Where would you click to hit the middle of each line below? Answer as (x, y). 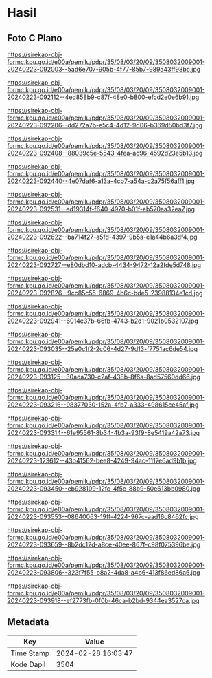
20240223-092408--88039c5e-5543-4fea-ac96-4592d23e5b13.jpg (105, 153)
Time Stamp (30, 653)
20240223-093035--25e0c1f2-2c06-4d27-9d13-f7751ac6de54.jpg (102, 349)
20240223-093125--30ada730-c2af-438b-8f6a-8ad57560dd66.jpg (104, 377)
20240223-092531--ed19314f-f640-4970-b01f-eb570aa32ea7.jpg (101, 209)
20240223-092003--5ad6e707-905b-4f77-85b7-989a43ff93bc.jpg (104, 69)
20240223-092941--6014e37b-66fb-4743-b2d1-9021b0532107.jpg (103, 321)
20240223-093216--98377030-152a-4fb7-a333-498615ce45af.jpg (103, 405)
